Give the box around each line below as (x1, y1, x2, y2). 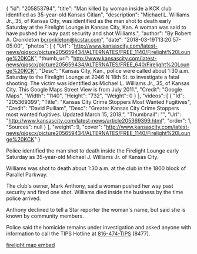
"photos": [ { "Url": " (25, 42, 75, 49)
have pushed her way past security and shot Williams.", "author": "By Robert (6, 30, 191, 37)
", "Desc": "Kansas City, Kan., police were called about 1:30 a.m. (34, 67, 190, 74)
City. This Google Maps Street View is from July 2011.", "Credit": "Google (6, 86, 182, 93)
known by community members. (6, 212, 84, 219)
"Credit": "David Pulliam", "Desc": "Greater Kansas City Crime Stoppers (6, 105, 179, 111)
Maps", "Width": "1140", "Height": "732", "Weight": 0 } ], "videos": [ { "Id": (6, 92, 184, 99)
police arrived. (6, 195, 41, 202)
